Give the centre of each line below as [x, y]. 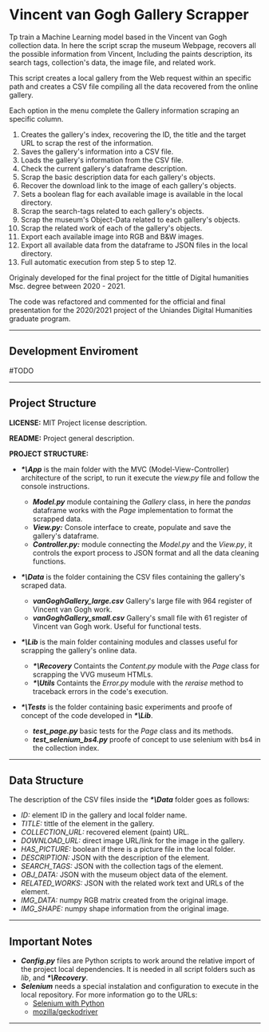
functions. [49, 561]
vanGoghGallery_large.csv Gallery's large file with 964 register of [142, 600]
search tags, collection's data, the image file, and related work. [113, 62]
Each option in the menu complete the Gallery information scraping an [124, 110]
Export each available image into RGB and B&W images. [112, 236]
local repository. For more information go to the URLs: [109, 995]
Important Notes [51, 941]
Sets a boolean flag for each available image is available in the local [132, 194]
